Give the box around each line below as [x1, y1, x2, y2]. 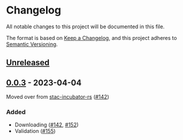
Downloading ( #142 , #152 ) [14, 121, 79, 128]
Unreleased [6, 58, 50, 68]
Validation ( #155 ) [14, 128, 56, 135]
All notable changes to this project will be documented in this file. [6, 23, 165, 30]
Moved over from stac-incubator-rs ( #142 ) [6, 94, 109, 101]
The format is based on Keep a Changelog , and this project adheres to [6, 34, 177, 41]
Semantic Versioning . [6, 41, 58, 48]
